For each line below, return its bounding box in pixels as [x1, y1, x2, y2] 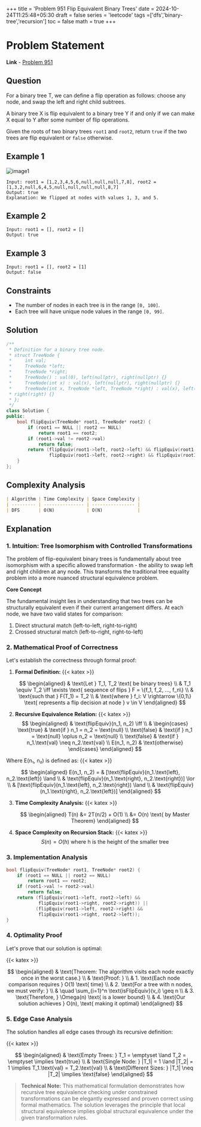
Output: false [6, 269, 42, 275]
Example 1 [6, 152, 45, 162]
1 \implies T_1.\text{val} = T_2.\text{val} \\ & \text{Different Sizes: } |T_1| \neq [8, 1064, 193, 1071]
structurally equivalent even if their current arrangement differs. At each [6, 604, 184, 611]
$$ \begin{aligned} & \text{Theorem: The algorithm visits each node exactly [7, 968, 194, 975]
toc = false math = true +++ [47, 18, 117, 25]
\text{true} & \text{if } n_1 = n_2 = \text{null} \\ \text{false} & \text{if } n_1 [17, 726, 193, 734]
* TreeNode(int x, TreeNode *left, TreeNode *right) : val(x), [8, 386, 181, 392]
